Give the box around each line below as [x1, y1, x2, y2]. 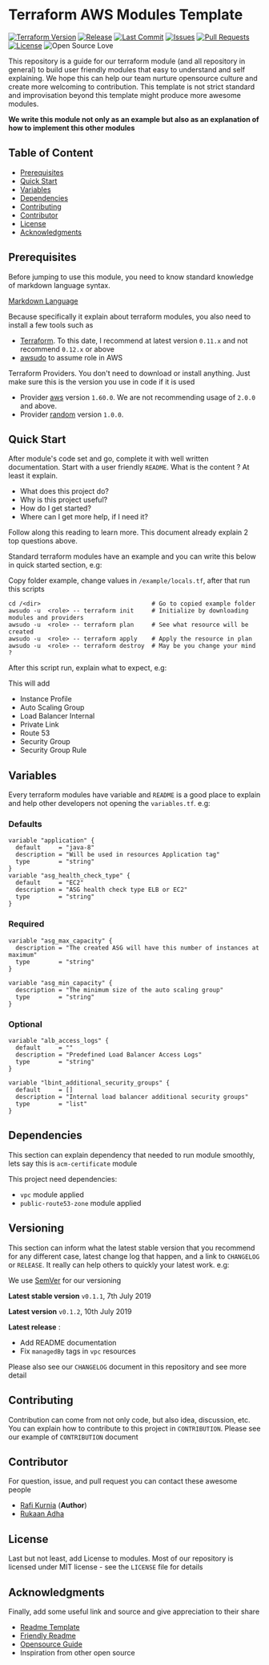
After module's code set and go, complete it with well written [8, 454, 209, 463]
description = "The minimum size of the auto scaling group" [15, 986, 224, 994]
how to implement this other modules [8, 123, 135, 132]
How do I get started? [19, 503, 92, 513]
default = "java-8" [15, 844, 94, 852]
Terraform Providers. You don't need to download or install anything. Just [8, 368, 251, 378]
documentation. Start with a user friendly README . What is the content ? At [8, 462, 250, 472]
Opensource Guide [19, 1639, 82, 1649]
